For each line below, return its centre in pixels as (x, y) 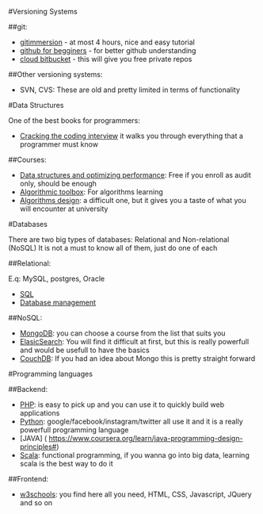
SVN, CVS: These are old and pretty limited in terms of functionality (130, 90)
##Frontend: (29, 479)
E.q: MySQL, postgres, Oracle (57, 278)
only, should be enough (58, 183)
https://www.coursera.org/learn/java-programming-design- (146, 438)
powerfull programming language (74, 430)
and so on (36, 502)
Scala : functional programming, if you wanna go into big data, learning (134, 455)
